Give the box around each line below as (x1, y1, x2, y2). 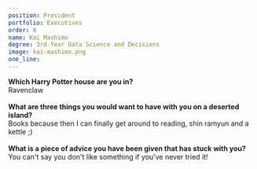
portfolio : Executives (8, 19, 83, 27)
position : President (8, 11, 76, 20)
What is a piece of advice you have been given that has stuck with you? (8, 143, 246, 153)
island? (8, 110, 33, 119)
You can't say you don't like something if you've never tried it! (8, 152, 208, 161)
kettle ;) (8, 127, 33, 136)
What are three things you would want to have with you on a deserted (8, 101, 240, 111)
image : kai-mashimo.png (8, 48, 86, 56)
